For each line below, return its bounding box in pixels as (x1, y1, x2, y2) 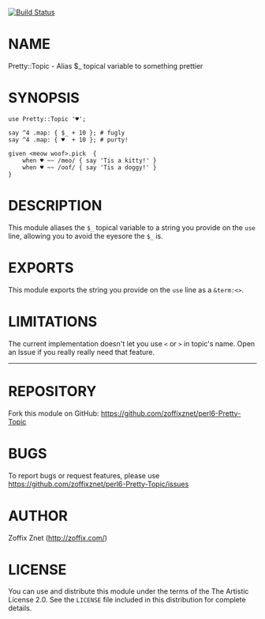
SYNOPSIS (8, 89, 80, 107)
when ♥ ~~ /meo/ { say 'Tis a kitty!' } (22, 157, 157, 164)
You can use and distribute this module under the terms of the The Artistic (8, 587, 249, 596)
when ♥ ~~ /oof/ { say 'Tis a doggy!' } (22, 163, 157, 172)
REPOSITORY (8, 382, 97, 400)
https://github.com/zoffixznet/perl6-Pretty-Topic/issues (8, 479, 189, 489)
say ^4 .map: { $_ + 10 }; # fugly (8, 129, 125, 137)
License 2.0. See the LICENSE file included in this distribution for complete (8, 595, 246, 605)
